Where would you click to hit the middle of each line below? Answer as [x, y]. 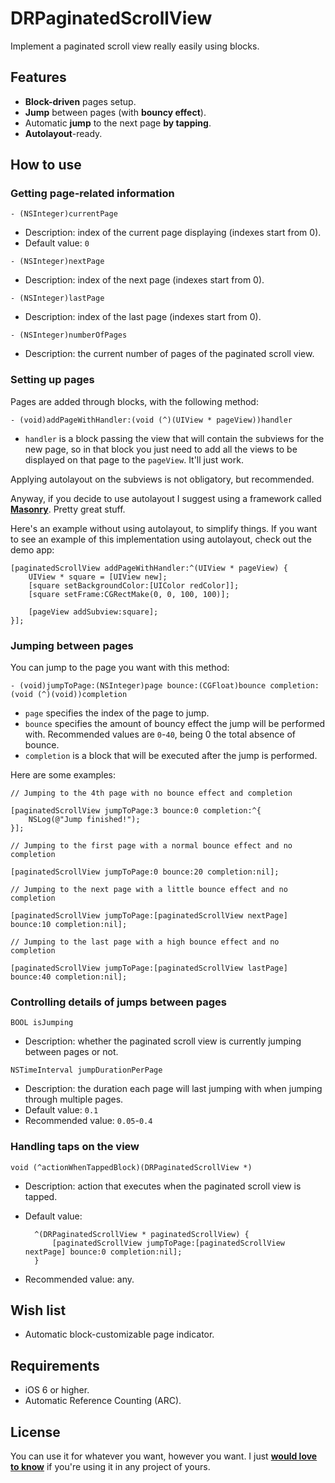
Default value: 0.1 [61, 1110]
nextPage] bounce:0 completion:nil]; [103, 1252]
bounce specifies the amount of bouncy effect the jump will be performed [175, 724]
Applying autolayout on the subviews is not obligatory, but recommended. [162, 479]
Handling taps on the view [75, 1147]
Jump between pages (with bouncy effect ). [115, 112]
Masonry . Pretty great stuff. [68, 509]
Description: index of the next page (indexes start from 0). [144, 280]
